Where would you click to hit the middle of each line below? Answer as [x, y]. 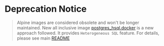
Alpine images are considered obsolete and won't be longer [78, 23]
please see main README [43, 38]
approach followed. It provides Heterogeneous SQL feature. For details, [88, 33]
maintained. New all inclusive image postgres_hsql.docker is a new [85, 27]
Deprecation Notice [46, 9]
